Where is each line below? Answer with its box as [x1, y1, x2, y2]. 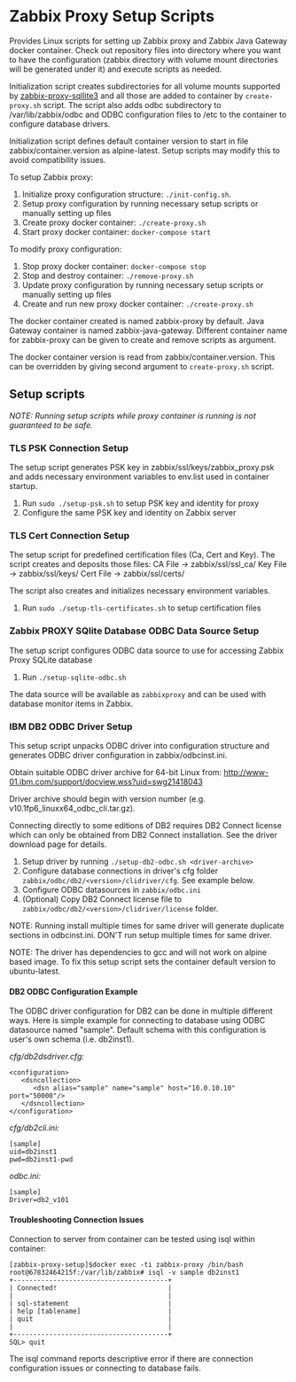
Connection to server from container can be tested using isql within [9, 1234, 255, 1245]
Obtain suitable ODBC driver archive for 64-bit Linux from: [9, 766, 222, 777]
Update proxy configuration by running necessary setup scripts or [21, 279, 264, 290]
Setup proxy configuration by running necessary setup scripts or [21, 198, 259, 209]
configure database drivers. [9, 118, 111, 129]
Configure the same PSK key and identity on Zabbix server [21, 508, 237, 518]
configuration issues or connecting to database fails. [9, 1363, 202, 1374]
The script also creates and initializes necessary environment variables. [9, 586, 270, 596]
